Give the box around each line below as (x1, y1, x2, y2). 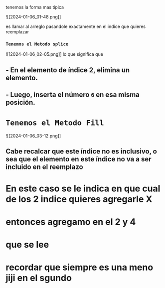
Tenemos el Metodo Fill (5, 118, 104, 128)
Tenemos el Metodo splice (5, 41, 69, 47)
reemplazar (5, 29, 29, 34)
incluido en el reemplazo (5, 163, 84, 171)
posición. (5, 98, 35, 107)
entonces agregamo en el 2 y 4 (5, 216, 136, 227)
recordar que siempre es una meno (5, 262, 154, 273)
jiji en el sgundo (5, 273, 72, 284)
